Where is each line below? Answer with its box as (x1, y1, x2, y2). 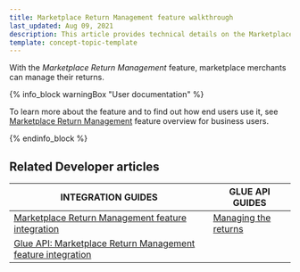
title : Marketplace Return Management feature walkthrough (9, 12, 234, 22)
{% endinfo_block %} (9, 133, 88, 144)
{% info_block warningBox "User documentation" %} (9, 89, 204, 100)
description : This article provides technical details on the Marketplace (9, 29, 294, 38)
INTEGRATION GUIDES (60, 191, 158, 203)
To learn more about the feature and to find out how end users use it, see (9, 106, 279, 117)
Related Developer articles (9, 159, 160, 174)
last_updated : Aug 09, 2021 (9, 21, 114, 30)
